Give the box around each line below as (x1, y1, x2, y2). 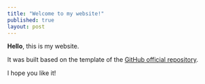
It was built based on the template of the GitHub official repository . (7, 56, 199, 64)
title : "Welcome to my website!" (7, 10, 105, 17)
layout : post (7, 23, 45, 30)
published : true (7, 17, 54, 24)
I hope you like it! (7, 69, 56, 77)
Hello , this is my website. (7, 42, 79, 51)
